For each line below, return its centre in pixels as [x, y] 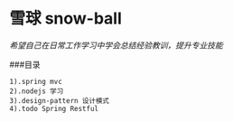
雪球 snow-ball [65, 19]
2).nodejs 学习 [37, 91]
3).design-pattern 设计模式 [60, 100]
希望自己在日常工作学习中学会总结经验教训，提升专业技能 [116, 45]
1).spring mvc [36, 81]
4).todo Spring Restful [54, 108]
